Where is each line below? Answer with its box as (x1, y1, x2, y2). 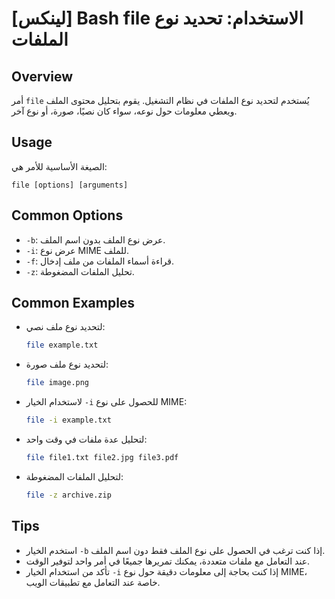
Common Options (11, 207, 124, 224)
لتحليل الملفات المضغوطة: (25, 470, 124, 482)
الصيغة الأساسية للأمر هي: (11, 160, 108, 172)
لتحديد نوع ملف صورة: (25, 358, 109, 371)
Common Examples (11, 295, 136, 312)
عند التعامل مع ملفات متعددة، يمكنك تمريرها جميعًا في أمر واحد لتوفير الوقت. (25, 555, 311, 567)
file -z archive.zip (25, 490, 112, 500)
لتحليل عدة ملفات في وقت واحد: (25, 433, 148, 446)
